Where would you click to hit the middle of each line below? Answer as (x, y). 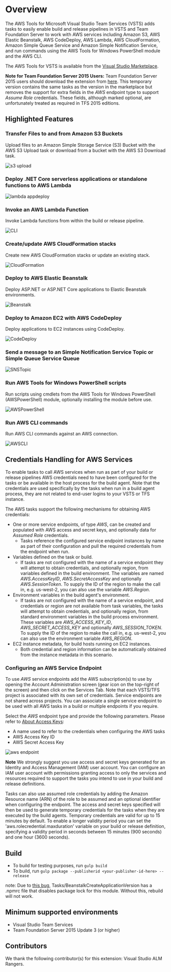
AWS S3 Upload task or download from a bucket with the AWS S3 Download (86, 150)
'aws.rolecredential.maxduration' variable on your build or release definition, (86, 826)
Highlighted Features (40, 119)
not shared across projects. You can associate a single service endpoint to (84, 701)
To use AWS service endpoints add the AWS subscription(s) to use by (79, 679)
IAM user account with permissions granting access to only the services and (86, 773)
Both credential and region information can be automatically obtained (93, 649)
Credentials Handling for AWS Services (69, 460)
